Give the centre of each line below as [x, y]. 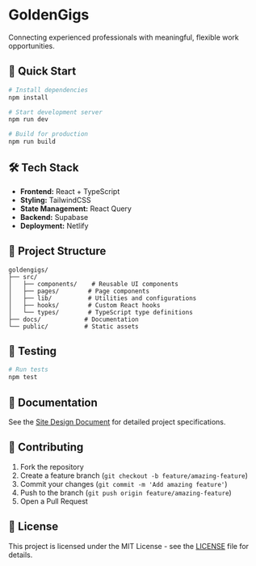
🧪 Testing [33, 351]
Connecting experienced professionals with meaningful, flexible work [124, 37]
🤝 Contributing [46, 448]
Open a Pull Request [54, 501]
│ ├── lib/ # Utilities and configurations [103, 298]
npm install [28, 97]
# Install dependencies [48, 90]
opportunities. [31, 45]
